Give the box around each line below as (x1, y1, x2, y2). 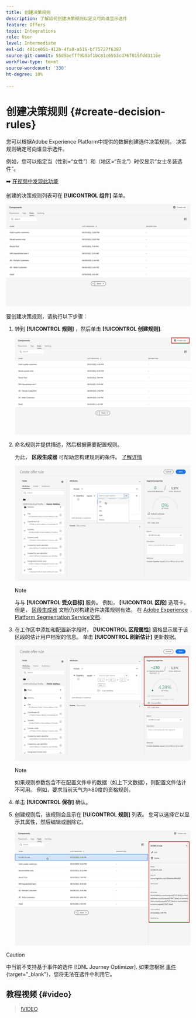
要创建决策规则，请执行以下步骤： (6, 312, 88, 319)
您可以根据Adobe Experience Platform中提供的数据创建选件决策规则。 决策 (6, 138, 187, 145)
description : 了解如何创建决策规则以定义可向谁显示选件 (6, 15, 128, 22)
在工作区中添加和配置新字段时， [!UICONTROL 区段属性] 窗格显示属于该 (14, 626, 188, 633)
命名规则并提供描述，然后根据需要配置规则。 (14, 441, 123, 448)
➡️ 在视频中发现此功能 (6, 178, 59, 185)
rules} (6, 118, 36, 131)
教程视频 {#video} (6, 989, 72, 999)
